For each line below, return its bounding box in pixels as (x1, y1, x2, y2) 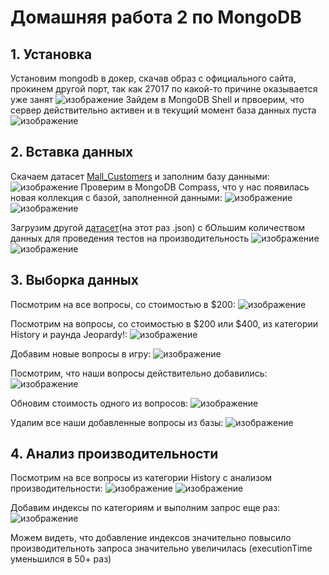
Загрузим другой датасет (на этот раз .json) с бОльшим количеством (10, 221, 306, 233)
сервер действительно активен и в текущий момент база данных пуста (10, 104, 317, 116)
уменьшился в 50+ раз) (10, 553, 112, 565)
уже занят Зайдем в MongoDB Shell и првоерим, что (10, 94, 305, 105)
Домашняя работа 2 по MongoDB (10, 6, 302, 29)
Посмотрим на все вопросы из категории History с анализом (10, 472, 273, 484)
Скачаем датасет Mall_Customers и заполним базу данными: (10, 170, 270, 182)
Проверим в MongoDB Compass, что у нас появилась (80, 181, 310, 193)
